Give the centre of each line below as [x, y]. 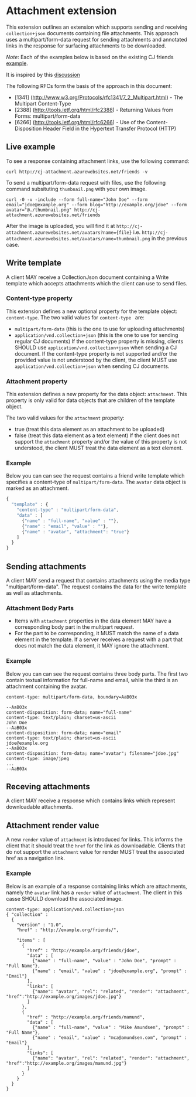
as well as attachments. [35, 593]
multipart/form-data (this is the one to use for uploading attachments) [100, 329]
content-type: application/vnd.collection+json [65, 909]
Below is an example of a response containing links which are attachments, [97, 886]
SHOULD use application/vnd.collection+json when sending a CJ [96, 348]
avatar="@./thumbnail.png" [39, 210]
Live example [31, 147]
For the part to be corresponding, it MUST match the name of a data [97, 633]
